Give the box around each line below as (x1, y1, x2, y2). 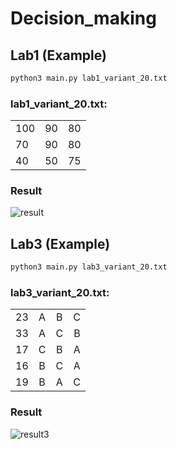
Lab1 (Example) (10, 47, 107, 64)
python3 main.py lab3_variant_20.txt (10, 262, 168, 272)
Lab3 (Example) (10, 235, 111, 252)
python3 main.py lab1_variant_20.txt (10, 73, 168, 83)
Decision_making (10, 7, 157, 30)
